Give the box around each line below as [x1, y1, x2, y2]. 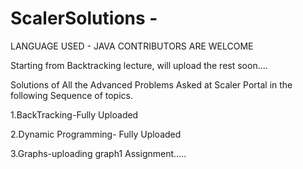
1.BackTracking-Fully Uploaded [10, 108, 139, 121]
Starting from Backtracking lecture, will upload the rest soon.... [10, 59, 268, 71]
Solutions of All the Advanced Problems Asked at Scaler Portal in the [10, 78, 293, 91]
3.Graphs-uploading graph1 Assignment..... [10, 147, 187, 159]
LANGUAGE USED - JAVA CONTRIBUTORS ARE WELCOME [10, 40, 254, 52]
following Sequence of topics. [10, 89, 133, 101]
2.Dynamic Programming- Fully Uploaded [10, 128, 182, 140]
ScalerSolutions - [10, 7, 158, 30]
